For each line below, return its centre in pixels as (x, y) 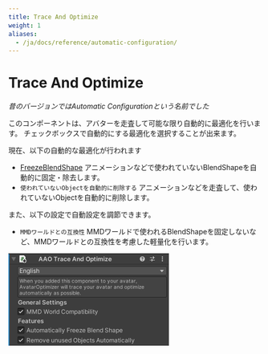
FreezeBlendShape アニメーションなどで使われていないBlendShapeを (135, 168)
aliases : (23, 34)
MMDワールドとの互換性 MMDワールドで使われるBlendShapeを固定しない (135, 232)
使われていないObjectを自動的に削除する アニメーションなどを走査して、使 (135, 188)
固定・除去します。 (73, 177)
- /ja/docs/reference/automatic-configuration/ (97, 43)
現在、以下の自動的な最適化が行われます (75, 151)
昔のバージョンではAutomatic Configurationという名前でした (109, 106)
